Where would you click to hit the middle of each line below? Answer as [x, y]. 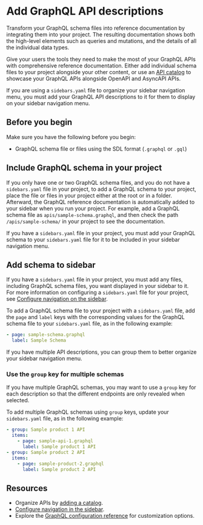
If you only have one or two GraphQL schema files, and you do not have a [98, 182]
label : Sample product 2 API [59, 469]
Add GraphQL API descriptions [85, 11]
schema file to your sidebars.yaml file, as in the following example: [89, 324]
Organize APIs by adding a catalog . [59, 503]
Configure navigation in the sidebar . [60, 509]
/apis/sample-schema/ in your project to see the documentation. [86, 221]
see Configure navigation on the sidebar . [57, 299]
